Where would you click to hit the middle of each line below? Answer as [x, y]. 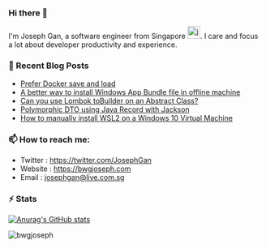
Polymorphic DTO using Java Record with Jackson [105, 109]
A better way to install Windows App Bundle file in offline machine [130, 92]
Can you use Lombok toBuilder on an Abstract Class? [109, 100]
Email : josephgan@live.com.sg [72, 177]
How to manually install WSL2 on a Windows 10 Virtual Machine [127, 118]
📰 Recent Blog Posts [49, 66]
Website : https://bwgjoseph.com [75, 169]
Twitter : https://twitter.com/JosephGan [86, 160]
